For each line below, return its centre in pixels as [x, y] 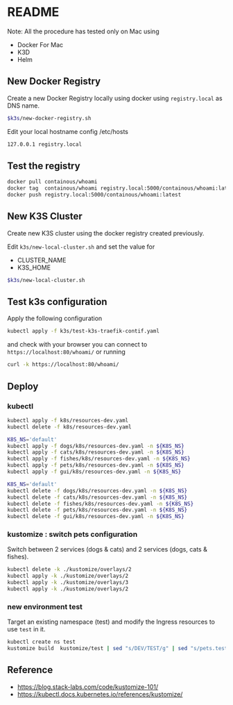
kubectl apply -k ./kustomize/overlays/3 [68, 583]
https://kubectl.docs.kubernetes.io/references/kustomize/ [100, 694]
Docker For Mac [40, 44]
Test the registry [44, 166]
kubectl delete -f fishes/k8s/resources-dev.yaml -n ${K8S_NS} [101, 504]
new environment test [45, 606]
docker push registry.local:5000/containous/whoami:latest [94, 195]
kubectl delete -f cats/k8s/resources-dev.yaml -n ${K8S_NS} [97, 497]
